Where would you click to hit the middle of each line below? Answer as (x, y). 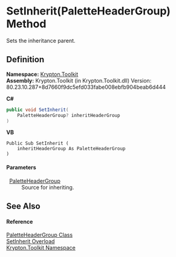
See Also (23, 206)
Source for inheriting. (48, 187)
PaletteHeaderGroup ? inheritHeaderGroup (69, 115)
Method (26, 24)
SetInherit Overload (31, 241)
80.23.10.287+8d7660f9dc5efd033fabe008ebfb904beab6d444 (86, 87)
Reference (20, 221)
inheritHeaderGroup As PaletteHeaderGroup (71, 149)
